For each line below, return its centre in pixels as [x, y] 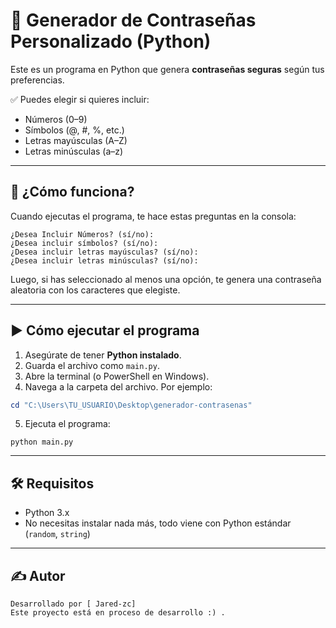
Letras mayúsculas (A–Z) [76, 140]
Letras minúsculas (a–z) [74, 151]
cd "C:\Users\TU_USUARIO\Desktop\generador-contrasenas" [131, 405]
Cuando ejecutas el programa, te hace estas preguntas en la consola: [153, 216]
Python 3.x [47, 513]
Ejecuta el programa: [67, 424]
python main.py [42, 442]
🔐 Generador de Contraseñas [133, 20]
